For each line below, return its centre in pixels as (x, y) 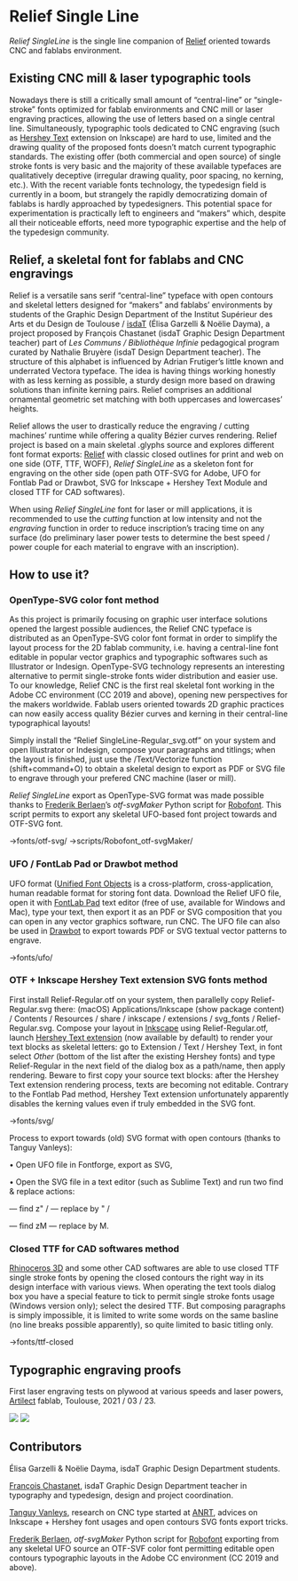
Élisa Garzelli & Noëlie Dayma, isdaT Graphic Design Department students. (145, 1468)
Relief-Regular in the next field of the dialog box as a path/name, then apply (147, 1066)
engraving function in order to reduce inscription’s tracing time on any (137, 528)
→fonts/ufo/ (31, 957)
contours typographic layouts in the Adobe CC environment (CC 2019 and (144, 1558)
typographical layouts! (50, 723)
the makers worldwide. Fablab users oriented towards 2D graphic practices (147, 705)
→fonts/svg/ (32, 1121)
